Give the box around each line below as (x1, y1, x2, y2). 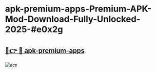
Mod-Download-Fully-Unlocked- (5, 14, 140, 25)
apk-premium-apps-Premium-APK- (5, 3, 152, 14)
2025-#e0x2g (5, 24, 63, 35)
